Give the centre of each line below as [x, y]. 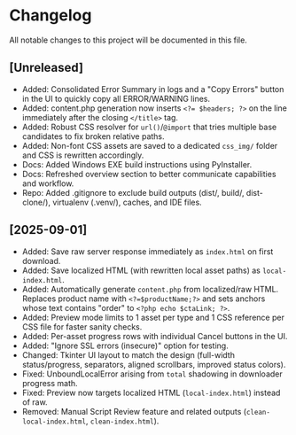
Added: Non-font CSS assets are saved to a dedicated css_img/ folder [150, 145]
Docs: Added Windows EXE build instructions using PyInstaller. [137, 164]
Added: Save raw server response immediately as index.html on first [148, 251]
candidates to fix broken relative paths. [93, 136]
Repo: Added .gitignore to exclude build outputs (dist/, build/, [133, 192]
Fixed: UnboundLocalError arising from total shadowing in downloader [152, 374]
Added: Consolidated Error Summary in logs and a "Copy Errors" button [153, 89]
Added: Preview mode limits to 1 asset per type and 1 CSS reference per [153, 317]
